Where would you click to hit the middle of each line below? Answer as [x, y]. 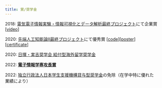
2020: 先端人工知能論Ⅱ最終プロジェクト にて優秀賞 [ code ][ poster [70, 39]
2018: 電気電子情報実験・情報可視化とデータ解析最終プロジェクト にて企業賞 [81, 24]
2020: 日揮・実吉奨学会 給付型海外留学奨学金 [50, 54]
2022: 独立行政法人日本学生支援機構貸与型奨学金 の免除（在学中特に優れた [80, 75]
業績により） [18, 81]
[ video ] [12, 29]
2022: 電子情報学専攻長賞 [31, 64]
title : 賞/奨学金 [21, 9]
